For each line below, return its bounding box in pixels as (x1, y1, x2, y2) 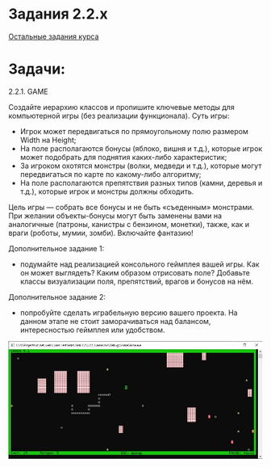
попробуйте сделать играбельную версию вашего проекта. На (19, 308, 238, 318)
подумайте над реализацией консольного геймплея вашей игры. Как (19, 259, 260, 269)
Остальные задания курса (8, 32, 99, 41)
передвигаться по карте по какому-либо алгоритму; (19, 169, 202, 179)
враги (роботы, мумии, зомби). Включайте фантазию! (8, 228, 194, 238)
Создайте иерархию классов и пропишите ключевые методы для (8, 102, 236, 111)
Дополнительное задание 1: (8, 243, 105, 253)
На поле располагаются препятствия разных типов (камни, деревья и (19, 178, 263, 187)
